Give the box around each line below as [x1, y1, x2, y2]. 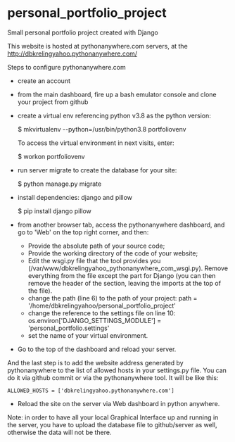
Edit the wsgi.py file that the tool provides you [27, 256, 161, 265]
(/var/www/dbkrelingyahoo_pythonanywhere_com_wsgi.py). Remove [27, 264, 229, 272]
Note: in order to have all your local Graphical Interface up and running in [7, 413, 219, 422]
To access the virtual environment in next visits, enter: [17, 139, 174, 147]
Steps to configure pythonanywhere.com [7, 63, 126, 71]
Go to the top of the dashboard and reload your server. [17, 345, 177, 353]
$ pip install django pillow [17, 206, 91, 215]
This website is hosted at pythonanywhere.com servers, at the [7, 42, 188, 50]
